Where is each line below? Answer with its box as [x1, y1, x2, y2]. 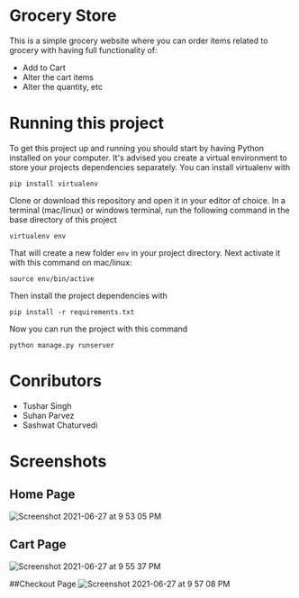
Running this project [9, 113, 165, 133]
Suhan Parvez [22, 410, 75, 421]
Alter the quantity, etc [22, 81, 104, 92]
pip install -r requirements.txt [9, 307, 135, 316]
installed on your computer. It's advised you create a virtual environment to [9, 152, 288, 163]
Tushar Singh [22, 400, 72, 411]
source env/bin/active [9, 274, 95, 284]
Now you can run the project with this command [9, 323, 188, 334]
